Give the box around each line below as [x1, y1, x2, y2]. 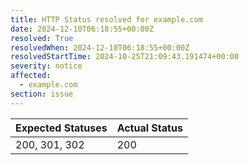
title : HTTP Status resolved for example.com [10, 14, 203, 25]
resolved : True [10, 33, 74, 43]
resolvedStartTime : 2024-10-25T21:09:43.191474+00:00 [10, 52, 240, 62]
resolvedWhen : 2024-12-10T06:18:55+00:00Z [10, 42, 190, 53]
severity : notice [10, 61, 83, 71]
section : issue [10, 89, 74, 99]
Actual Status [116, 121, 183, 135]
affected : [10, 71, 52, 81]
